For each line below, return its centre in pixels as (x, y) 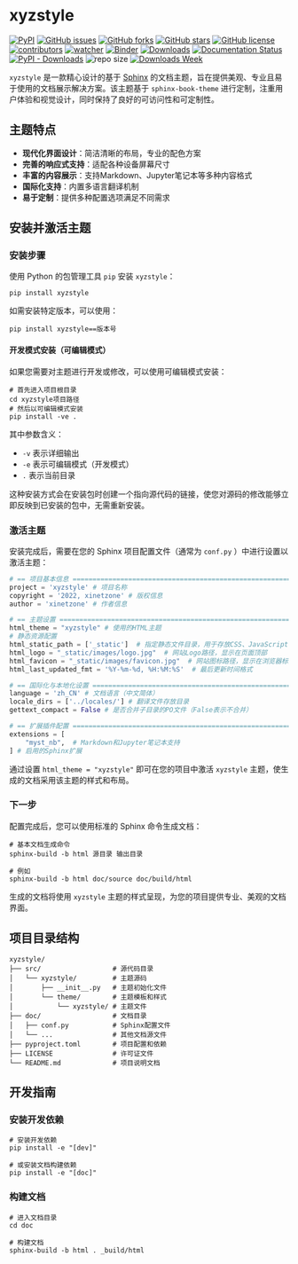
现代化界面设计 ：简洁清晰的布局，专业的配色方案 (111, 153)
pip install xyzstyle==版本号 (63, 329)
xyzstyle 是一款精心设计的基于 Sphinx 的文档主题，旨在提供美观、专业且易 (146, 77)
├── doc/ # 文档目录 (78, 1016)
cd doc (21, 1225)
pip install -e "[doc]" (53, 1173)
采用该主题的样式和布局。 (86, 780)
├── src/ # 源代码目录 (81, 969)
